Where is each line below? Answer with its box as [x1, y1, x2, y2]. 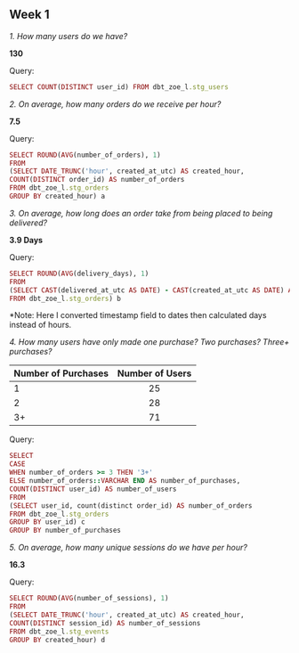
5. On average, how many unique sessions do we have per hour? [9, 543, 247, 553]
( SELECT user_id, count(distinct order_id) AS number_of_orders [9, 501, 253, 510]
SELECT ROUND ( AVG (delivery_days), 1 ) [9, 269, 149, 278]
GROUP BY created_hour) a [9, 192, 105, 201]
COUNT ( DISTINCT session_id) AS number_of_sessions [9, 618, 201, 627]
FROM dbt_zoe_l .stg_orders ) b [9, 294, 122, 303]
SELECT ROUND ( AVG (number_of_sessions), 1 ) [9, 594, 169, 603]
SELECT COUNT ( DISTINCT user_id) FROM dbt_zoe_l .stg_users [9, 82, 229, 92]
